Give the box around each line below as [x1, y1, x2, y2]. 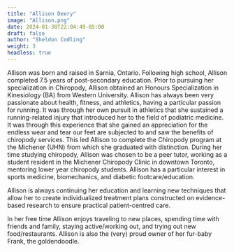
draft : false [7, 29, 45, 37]
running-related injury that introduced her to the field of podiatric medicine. [7, 113, 224, 121]
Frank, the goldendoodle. [7, 237, 80, 245]
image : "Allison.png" [7, 17, 71, 24]
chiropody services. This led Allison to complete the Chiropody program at [7, 135, 222, 143]
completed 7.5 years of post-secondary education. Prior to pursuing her [7, 76, 214, 84]
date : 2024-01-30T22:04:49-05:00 [7, 23, 105, 30]
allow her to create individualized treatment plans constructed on [7, 193, 194, 202]
